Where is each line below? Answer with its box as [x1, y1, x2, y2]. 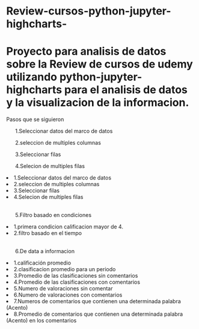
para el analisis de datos [64, 83, 188, 97]
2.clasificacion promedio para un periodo [14, 266, 116, 273]
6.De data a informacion [14, 248, 75, 255]
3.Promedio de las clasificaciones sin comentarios [14, 272, 138, 280]
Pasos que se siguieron [6, 116, 64, 123]
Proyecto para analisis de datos [6, 45, 167, 58]
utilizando [6, 70, 57, 84]
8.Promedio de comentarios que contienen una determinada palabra [14, 310, 183, 318]
